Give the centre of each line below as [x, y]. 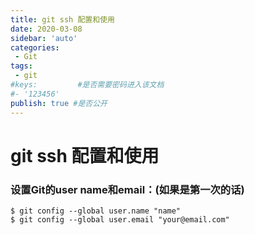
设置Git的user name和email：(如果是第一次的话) [127, 189]
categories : [35, 47]
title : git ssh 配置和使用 [62, 19]
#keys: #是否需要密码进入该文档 [87, 85]
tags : [21, 66]
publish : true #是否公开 [59, 103]
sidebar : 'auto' [44, 38]
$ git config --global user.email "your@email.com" [120, 219]
